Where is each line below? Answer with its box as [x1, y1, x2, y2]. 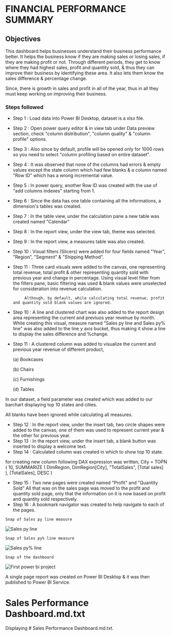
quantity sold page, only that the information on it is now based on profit [12, 491, 166, 497]
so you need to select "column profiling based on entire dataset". [12, 152, 150, 158]
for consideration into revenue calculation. [12, 286, 103, 292]
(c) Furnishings [12, 376, 45, 383]
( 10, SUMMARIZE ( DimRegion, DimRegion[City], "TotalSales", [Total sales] [5, 464, 164, 471]
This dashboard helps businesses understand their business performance [5, 48, 162, 54]
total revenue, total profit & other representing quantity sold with [12, 269, 149, 275]
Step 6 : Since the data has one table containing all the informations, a [12, 198, 161, 204]
